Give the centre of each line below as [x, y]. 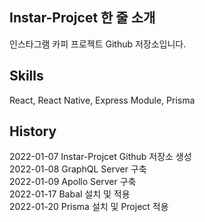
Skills [26, 76]
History [33, 131]
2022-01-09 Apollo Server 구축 [73, 182]
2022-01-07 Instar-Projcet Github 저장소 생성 [100, 157]
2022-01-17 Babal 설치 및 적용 [70, 194]
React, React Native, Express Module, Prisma [102, 100]
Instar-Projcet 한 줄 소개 [82, 18]
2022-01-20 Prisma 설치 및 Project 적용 [89, 207]
